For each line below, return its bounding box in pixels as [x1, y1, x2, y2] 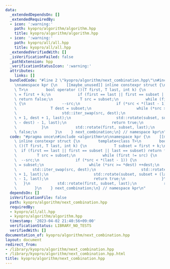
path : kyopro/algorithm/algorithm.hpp [14, 26, 96, 31]
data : [5, 7, 17, 13]
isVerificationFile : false [10, 195, 67, 200]
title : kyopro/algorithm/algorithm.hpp [14, 31, 99, 36]
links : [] [14, 73, 35, 78]
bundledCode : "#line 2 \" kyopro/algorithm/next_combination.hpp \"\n [10, 78, 157, 83]
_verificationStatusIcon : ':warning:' [10, 64, 92, 69]
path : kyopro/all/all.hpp [14, 40, 69, 45]
